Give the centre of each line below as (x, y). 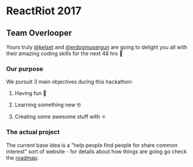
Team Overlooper (39, 33)
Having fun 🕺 (30, 93)
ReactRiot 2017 (44, 11)
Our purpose (25, 68)
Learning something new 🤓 (48, 105)
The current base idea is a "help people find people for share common (92, 145)
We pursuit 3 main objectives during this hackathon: (70, 82)
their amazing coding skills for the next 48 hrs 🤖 (65, 53)
